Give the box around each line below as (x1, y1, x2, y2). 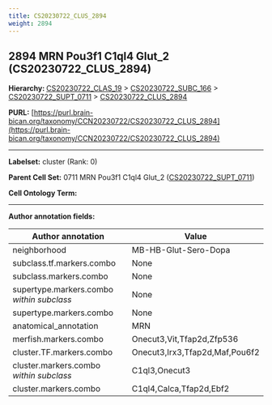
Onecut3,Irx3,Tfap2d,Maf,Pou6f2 (131, 347, 260, 358)
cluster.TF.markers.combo (12, 347, 113, 358)
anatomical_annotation (12, 321, 99, 332)
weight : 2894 (8, 19, 53, 28)
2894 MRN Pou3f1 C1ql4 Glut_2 (8, 49, 170, 63)
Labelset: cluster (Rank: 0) (8, 157, 98, 167)
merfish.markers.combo (12, 334, 104, 345)
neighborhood (12, 245, 67, 256)
